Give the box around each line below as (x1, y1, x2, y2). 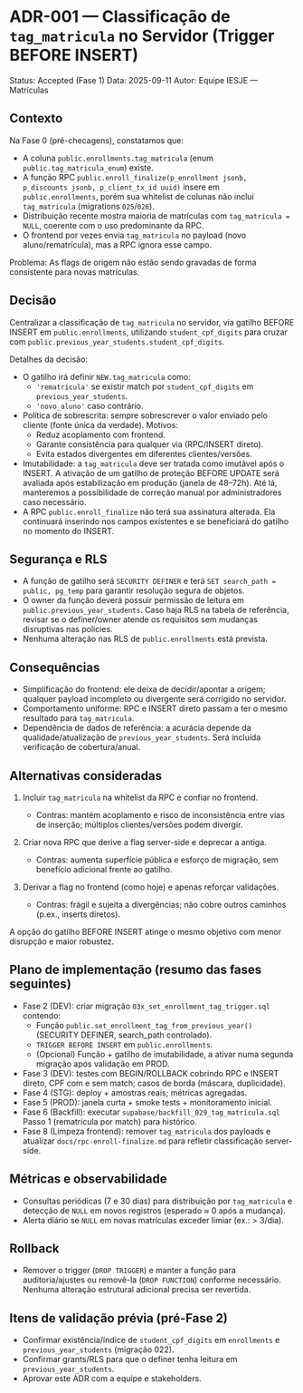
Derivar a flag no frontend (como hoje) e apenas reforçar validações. (22, 882, 279, 892)
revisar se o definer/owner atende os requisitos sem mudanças (22, 614, 258, 625)
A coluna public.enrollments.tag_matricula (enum (22, 152, 214, 163)
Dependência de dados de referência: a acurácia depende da (22, 723, 251, 734)
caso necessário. (22, 496, 87, 507)
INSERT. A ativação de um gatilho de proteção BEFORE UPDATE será (22, 467, 280, 478)
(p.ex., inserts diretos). (35, 909, 120, 920)
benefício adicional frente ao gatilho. (35, 864, 174, 874)
